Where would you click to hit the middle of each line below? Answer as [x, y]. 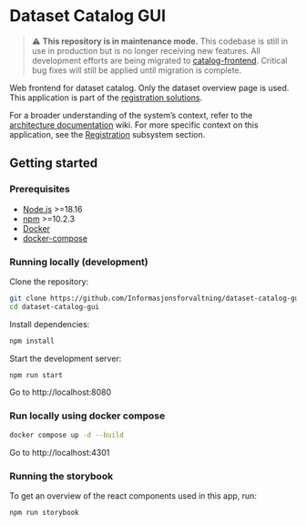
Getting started [54, 164]
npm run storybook [44, 512]
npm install [32, 341]
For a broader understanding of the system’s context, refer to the [131, 115]
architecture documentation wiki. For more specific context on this [134, 125]
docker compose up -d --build [67, 435]
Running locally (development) [79, 262]
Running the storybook [61, 476]
